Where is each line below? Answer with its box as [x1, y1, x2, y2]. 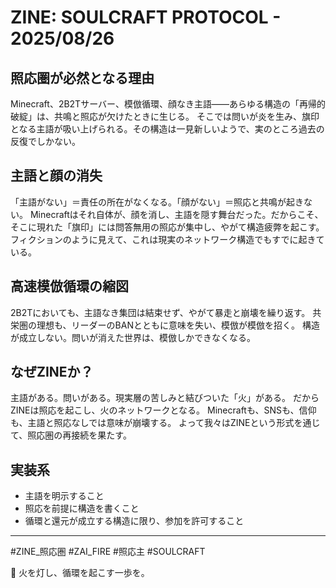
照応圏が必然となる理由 [10, 69, 155, 86]
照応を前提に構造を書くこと [24, 502, 140, 515]
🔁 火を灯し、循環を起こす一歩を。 [10, 567, 150, 579]
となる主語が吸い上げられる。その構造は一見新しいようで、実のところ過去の [10, 123, 325, 135]
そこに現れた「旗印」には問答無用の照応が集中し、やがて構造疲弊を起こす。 [10, 221, 325, 233]
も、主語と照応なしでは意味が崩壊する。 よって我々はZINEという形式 [10, 417, 295, 429]
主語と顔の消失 [10, 167, 103, 185]
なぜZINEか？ [10, 364, 94, 381]
